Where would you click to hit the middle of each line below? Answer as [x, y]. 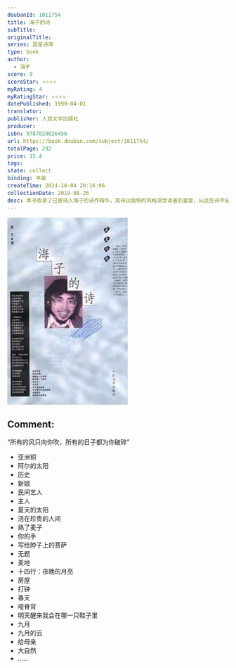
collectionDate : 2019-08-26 [48, 193]
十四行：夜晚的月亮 [45, 572]
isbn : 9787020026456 [38, 134]
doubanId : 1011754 [34, 15]
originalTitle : [29, 37]
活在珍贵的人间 [39, 519]
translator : [25, 112]
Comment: [31, 424]
